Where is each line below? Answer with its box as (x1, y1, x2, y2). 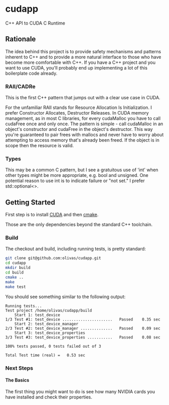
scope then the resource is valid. (5, 143, 74, 149)
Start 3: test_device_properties (14, 330, 86, 335)
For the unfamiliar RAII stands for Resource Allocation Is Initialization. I (5, 104, 152, 110)
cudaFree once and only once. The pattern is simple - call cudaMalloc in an (5, 121, 163, 127)
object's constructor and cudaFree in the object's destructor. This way (5, 126, 153, 132)
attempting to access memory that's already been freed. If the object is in (5, 137, 159, 143)
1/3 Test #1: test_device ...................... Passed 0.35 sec (5, 317, 160, 322)
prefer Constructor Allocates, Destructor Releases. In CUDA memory (5, 110, 149, 116)
